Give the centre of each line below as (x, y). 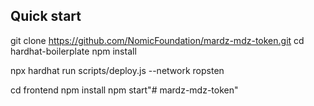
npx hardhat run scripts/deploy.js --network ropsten (117, 70)
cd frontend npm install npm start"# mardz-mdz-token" (124, 90)
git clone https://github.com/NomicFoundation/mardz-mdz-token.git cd (157, 40)
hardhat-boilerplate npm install (73, 51)
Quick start (46, 16)
